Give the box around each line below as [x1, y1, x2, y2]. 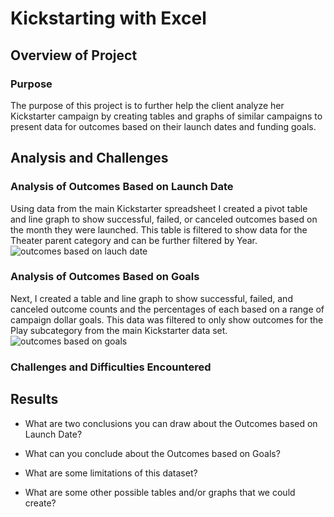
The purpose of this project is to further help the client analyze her [10, 99, 285, 111]
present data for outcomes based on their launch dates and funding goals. [10, 120, 317, 132]
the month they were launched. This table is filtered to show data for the [10, 223, 308, 236]
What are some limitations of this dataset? [24, 467, 198, 479]
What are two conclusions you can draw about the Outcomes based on [24, 417, 318, 429]
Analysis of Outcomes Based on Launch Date [10, 180, 234, 194]
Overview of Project [10, 47, 138, 64]
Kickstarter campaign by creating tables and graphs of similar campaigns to [10, 110, 323, 122]
